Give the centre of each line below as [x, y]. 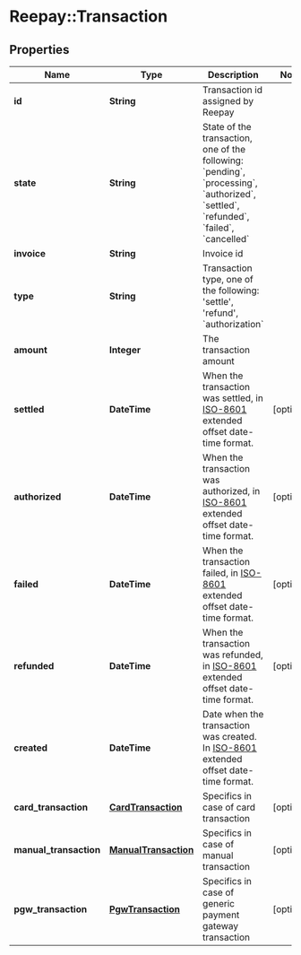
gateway [221, 926]
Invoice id [223, 253]
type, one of [228, 279]
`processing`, [230, 183]
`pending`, [224, 172]
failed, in [221, 573]
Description [233, 75]
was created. [230, 737]
